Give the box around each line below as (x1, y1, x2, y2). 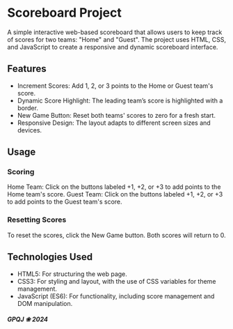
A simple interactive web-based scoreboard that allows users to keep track (7, 28, 223, 36)
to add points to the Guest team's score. (7, 197, 123, 206)
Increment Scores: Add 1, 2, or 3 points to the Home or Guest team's (17, 82, 214, 90)
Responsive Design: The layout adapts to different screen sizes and (17, 118, 211, 127)
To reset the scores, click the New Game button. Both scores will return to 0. (7, 231, 226, 239)
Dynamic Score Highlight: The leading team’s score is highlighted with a (17, 96, 223, 105)
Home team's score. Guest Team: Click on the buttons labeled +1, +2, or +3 (7, 190, 223, 199)
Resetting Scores (7, 215, 67, 224)
